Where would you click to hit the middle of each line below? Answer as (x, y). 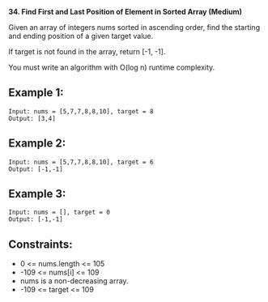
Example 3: (37, 194)
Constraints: (40, 244)
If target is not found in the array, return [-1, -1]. (87, 51)
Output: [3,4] (32, 118)
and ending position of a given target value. (81, 36)
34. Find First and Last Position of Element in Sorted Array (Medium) (125, 12)
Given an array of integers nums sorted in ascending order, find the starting (134, 27)
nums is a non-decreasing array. (74, 281)
